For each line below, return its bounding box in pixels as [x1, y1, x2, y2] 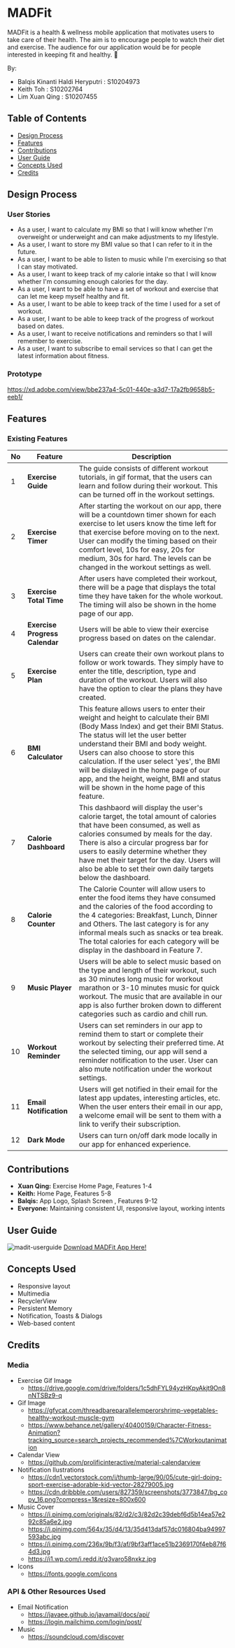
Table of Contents [7, 113, 87, 125]
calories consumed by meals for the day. [78, 829, 213, 839]
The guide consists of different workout [78, 464, 208, 474]
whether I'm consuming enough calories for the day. [17, 278, 169, 286]
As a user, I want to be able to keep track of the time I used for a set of [17, 299, 220, 308]
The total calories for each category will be [78, 937, 220, 946]
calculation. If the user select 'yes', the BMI [78, 757, 220, 767]
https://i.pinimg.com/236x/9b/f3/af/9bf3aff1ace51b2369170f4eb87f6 [27, 1540, 227, 1548]
